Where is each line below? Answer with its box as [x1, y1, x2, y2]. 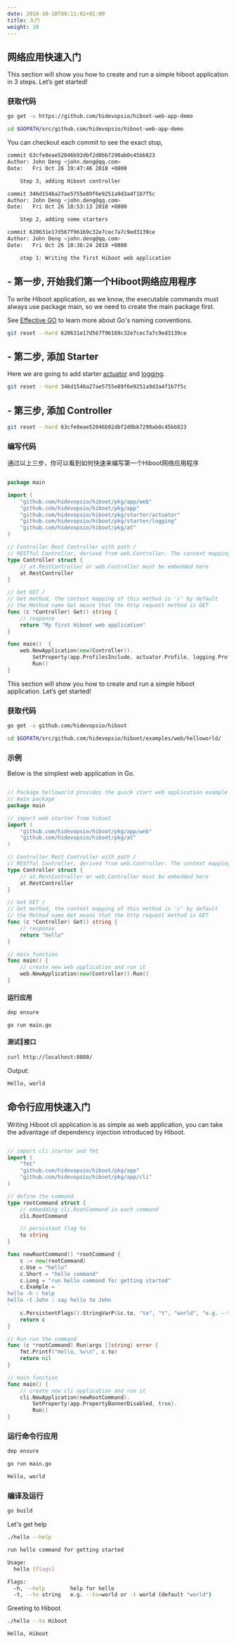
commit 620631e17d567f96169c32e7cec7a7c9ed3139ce [7, 229, 156, 236]
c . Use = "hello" [20, 1264, 68, 1271]
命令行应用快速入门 [7, 1101, 91, 1114]
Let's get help [7, 1520, 47, 1529]
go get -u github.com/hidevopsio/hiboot [7, 722, 128, 729]
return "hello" [20, 932, 65, 939]
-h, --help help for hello [13, 1585, 114, 1592]
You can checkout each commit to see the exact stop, [7, 138, 163, 147]
